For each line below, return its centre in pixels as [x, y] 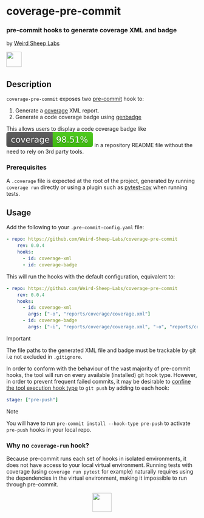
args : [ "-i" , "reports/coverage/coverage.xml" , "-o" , [97, 327]
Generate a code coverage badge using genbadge [78, 117]
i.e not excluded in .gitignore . [45, 356]
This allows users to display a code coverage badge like [76, 129]
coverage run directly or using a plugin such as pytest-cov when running [97, 187]
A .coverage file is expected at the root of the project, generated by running [101, 181]
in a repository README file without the [143, 145]
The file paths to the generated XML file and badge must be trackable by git [101, 350]
